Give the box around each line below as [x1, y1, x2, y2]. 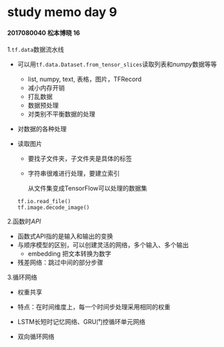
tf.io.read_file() [17, 198, 71, 205]
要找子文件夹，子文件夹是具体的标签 [27, 154, 133, 163]
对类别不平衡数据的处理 [27, 110, 96, 119]
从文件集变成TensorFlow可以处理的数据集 [27, 184, 148, 193]
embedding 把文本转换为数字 [27, 249, 112, 258]
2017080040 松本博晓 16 [7, 29, 80, 37]
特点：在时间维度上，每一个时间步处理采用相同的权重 [17, 303, 171, 311]
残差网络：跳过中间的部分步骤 [17, 258, 103, 267]
